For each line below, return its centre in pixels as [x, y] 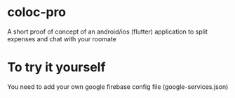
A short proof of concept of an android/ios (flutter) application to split [108, 31]
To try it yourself [56, 68]
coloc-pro [37, 12]
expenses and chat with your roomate [62, 38]
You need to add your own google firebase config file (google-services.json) [118, 86]
